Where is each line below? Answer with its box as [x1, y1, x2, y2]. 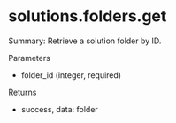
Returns [8, 87, 37, 97]
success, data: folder [20, 104, 98, 114]
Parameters [8, 52, 50, 63]
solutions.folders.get [8, 6, 167, 27]
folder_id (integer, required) [20, 69, 121, 81]
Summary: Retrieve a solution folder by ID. [8, 35, 162, 46]
